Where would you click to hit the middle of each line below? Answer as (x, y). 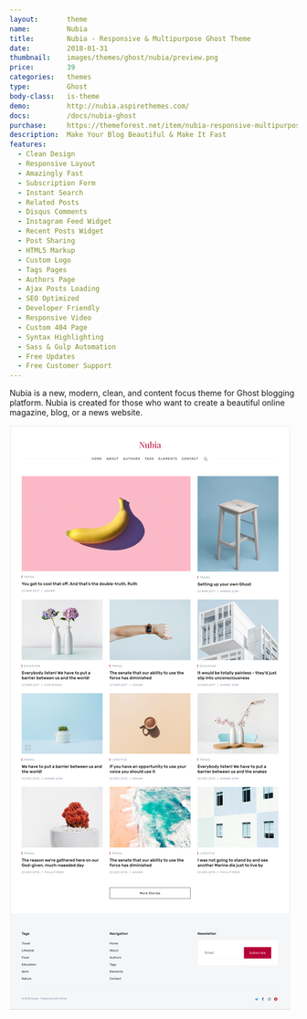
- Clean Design (47, 154)
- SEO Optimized (48, 299)
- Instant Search (51, 193)
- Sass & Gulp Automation (67, 347)
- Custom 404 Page (53, 327)
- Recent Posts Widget (61, 231)
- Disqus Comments (53, 212)
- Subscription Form (57, 183)
